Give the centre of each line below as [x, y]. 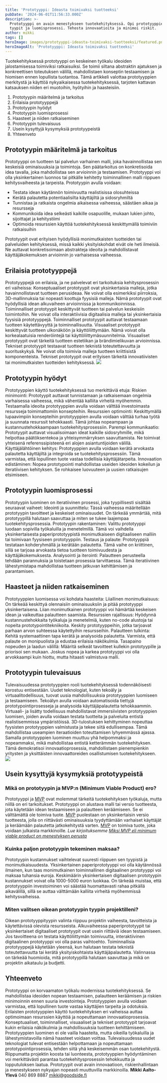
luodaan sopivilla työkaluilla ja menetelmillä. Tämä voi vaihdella [69, 529]
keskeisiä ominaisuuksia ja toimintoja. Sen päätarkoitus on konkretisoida [79, 167]
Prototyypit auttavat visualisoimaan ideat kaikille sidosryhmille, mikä [75, 433]
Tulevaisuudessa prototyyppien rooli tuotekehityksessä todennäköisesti [78, 684]
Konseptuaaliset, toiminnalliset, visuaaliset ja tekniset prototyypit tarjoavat [81, 1022]
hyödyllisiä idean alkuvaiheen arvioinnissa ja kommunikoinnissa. [71, 304]
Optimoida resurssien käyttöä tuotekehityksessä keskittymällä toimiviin [85, 224]
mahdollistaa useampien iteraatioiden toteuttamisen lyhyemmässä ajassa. [80, 732]
